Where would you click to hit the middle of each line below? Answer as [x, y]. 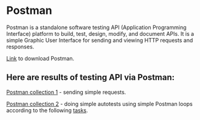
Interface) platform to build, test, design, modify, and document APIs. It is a [100, 33]
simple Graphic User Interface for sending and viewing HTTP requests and [100, 40]
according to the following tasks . [47, 110]
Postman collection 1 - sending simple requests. [66, 92]
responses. [20, 47]
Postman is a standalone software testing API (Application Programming [96, 27]
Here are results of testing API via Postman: [91, 77]
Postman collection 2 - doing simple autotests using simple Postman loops [99, 104]
